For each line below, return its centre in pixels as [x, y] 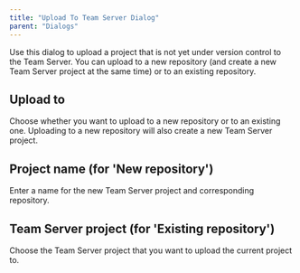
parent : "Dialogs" [44, 26]
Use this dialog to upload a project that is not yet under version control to [145, 52]
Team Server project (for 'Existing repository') [142, 228]
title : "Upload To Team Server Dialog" [84, 18]
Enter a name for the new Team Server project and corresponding [132, 191]
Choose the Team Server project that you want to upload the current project [151, 250]
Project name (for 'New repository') [112, 169]
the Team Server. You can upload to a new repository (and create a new [143, 61]
